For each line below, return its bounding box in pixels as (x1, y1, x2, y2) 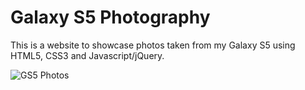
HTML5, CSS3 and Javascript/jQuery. (10, 49, 165, 61)
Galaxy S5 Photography (10, 6, 211, 29)
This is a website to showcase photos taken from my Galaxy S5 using (10, 39, 296, 51)
